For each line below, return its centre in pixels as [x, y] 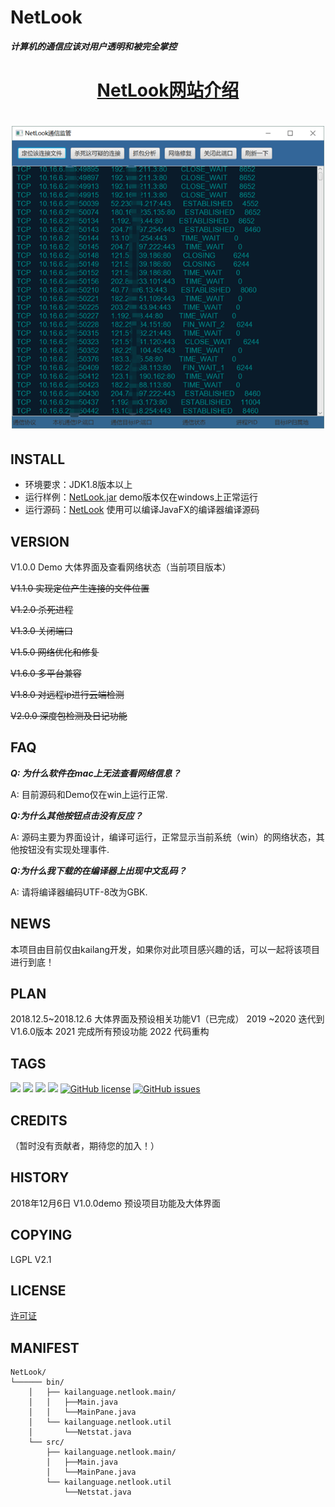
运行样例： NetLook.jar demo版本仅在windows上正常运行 [141, 497]
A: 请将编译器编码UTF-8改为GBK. [79, 892]
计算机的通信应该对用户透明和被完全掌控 [93, 46]
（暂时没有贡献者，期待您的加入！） [85, 1145]
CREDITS [39, 1120]
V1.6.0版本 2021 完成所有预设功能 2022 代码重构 [110, 1032]
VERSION [40, 541]
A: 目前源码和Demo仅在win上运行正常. [89, 794]
